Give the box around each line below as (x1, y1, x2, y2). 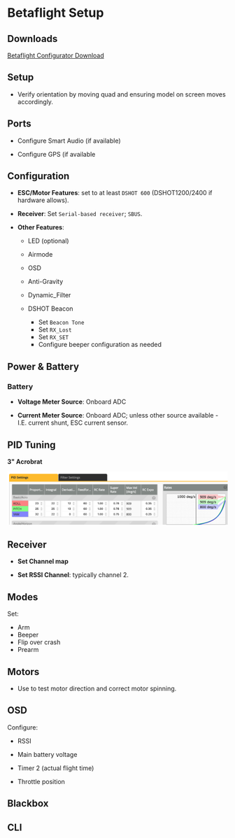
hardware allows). (17, 196, 69, 204)
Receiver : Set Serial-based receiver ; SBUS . (17, 210, 143, 218)
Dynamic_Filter (27, 291, 71, 299)
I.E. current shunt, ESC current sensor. (17, 418, 128, 427)
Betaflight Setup (7, 5, 104, 21)
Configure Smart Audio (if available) (17, 136, 121, 145)
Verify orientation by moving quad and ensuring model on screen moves (17, 90, 226, 99)
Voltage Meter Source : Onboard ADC (17, 397, 127, 406)
